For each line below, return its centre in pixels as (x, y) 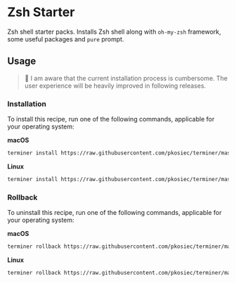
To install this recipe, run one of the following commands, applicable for (111, 119)
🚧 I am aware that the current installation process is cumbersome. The (126, 78)
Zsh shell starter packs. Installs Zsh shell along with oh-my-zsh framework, (114, 32)
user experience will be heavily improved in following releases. (115, 86)
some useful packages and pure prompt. (66, 39)
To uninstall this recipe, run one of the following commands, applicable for (114, 213)
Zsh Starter (41, 12)
